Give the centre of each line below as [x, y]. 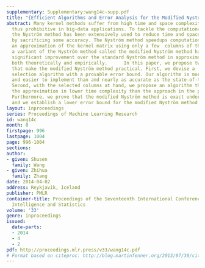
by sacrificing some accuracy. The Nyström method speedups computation [106, 40]
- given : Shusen [27, 159]
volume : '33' [23, 210]
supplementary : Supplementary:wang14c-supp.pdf [68, 12]
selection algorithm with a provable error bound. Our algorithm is [101, 74]
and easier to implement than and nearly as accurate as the [91, 80]
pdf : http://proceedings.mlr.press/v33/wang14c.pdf [73, 250]
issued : [16, 222]
